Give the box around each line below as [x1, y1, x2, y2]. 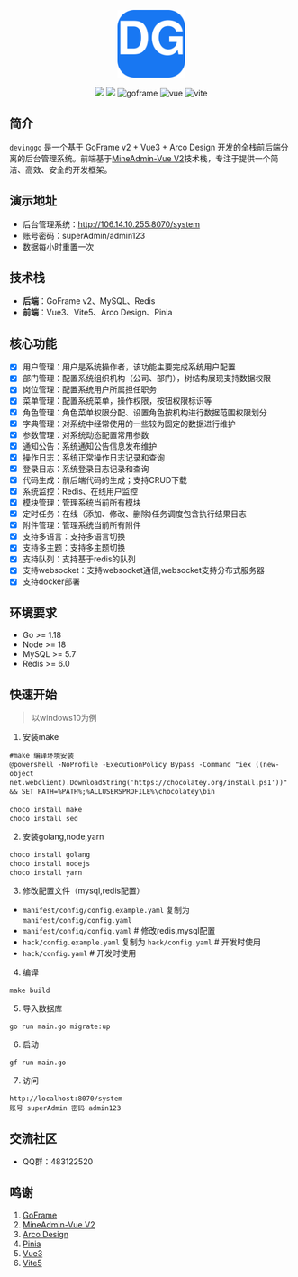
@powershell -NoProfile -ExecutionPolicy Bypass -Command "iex [9, 761, 252, 770]
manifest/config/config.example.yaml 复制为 [22, 905, 191, 916]
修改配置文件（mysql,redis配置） [22, 885, 145, 897]
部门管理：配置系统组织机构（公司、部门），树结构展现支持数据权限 [22, 373, 272, 384]
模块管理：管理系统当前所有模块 [22, 497, 141, 507]
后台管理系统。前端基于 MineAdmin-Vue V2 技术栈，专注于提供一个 [24, 152, 272, 163]
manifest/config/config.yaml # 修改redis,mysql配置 [22, 926, 216, 936]
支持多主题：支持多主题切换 [22, 543, 126, 553]
